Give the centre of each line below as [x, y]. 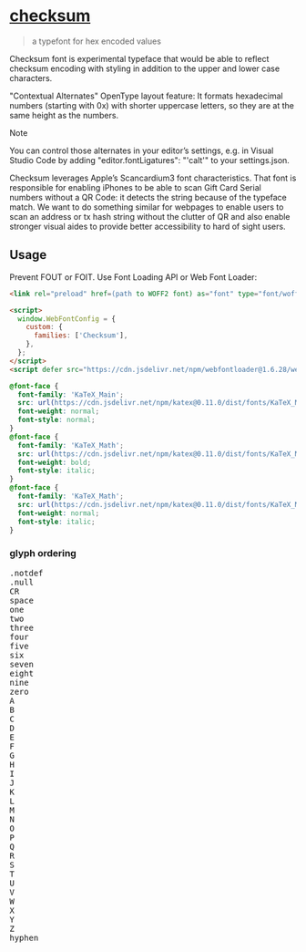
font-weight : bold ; [55, 462]
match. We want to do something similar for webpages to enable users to [147, 207]
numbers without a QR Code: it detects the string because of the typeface [148, 197]
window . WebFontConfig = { [67, 319]
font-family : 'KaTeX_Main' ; [71, 394]
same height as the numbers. [64, 115]
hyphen [24, 937]
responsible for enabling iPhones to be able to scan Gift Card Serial [135, 187]
